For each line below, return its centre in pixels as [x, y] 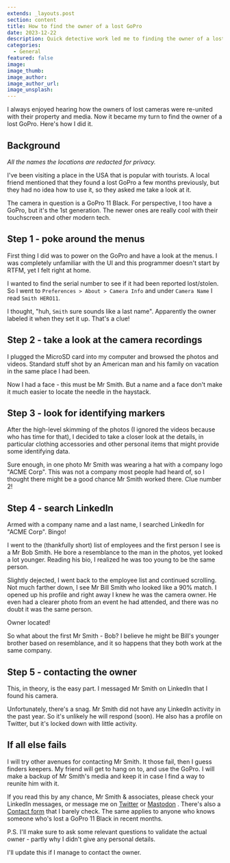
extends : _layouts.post [41, 13]
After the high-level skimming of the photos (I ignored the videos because [111, 429]
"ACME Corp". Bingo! [37, 532]
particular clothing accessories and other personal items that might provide [113, 444]
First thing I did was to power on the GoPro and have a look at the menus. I [112, 255]
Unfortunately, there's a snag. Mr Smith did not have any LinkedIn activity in [114, 709]
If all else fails [37, 745]
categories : [24, 45]
